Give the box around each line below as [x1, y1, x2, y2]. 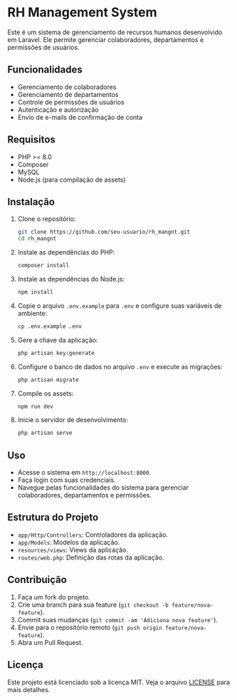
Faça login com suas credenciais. [17, 475, 116, 485]
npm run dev [17, 403, 53, 410]
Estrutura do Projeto [7, 511, 99, 524]
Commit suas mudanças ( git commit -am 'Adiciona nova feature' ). [17, 615, 218, 624]
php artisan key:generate [17, 349, 95, 356]
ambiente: [17, 309, 48, 317]
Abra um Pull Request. [17, 638, 83, 647]
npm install [17, 289, 53, 296]
